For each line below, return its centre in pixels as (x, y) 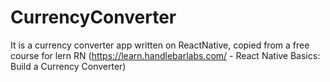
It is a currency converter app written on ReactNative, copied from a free (160, 45)
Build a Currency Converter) (68, 66)
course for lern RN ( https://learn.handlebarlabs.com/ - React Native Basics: (165, 55)
